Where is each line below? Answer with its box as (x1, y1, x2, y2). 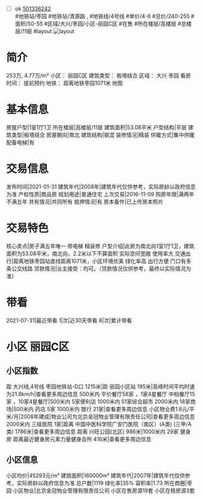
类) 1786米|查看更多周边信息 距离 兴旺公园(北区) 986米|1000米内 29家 (6, 428, 179, 435)
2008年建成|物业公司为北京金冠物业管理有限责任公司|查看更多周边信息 (20, 413, 195, 420)
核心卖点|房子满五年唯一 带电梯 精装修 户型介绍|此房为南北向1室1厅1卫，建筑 (6, 242, 195, 249)
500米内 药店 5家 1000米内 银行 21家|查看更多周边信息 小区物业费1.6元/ (13, 405, 189, 412)
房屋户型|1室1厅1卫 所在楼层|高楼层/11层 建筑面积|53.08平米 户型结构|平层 (6, 123, 187, 131)
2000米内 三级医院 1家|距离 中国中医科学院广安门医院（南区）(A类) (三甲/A (6, 420, 192, 427)
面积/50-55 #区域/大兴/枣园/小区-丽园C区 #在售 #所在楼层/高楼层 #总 (14, 20, 187, 28)
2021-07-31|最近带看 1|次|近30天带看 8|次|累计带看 (6, 317, 132, 324)
